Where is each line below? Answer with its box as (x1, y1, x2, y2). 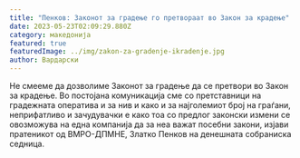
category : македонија (9, 30, 92, 39)
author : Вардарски (9, 55, 79, 64)
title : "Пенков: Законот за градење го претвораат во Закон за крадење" (9, 13, 290, 23)
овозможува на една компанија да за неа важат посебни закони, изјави (9, 119, 289, 130)
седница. (9, 138, 45, 149)
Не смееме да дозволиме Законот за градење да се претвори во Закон (9, 81, 289, 91)
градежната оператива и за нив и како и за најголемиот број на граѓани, (9, 100, 292, 110)
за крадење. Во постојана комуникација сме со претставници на (9, 90, 262, 101)
